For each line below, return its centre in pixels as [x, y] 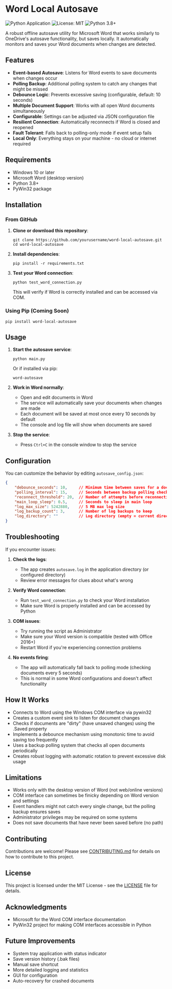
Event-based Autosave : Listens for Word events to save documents [85, 73]
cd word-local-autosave [38, 245]
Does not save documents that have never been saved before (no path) [88, 823]
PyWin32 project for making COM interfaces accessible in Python [82, 925]
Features [20, 60]
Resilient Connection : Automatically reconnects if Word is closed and [86, 122]
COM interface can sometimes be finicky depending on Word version [86, 796]
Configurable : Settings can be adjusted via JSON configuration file [83, 116]
